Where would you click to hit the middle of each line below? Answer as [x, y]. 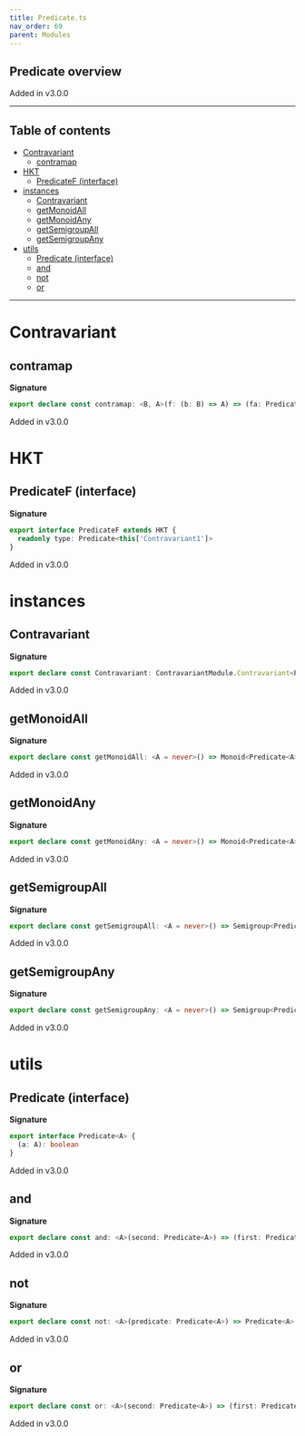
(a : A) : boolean [48, 1145]
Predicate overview [66, 71]
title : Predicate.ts [49, 18]
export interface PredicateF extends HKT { [93, 530]
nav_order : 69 [36, 26]
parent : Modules [40, 34]
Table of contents [60, 130]
